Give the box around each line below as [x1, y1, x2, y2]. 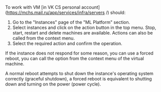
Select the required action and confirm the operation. [12, 40, 123, 46]
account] [81, 4, 100, 10]
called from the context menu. [12, 35, 75, 41]
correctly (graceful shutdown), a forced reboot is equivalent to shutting [5, 76, 152, 81]
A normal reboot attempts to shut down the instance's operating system [5, 70, 154, 76]
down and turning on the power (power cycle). [5, 81, 101, 87]
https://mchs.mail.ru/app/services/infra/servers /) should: [7, 9, 126, 15]
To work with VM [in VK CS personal [5, 4, 81, 10]
